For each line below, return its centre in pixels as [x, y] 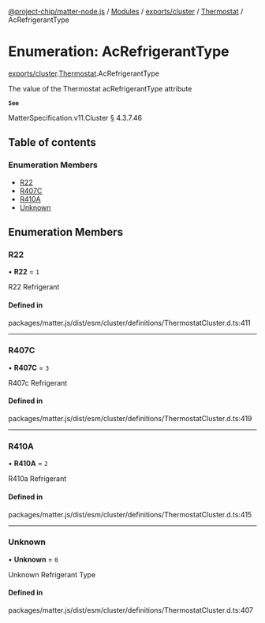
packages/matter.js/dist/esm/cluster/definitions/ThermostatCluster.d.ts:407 [131, 610]
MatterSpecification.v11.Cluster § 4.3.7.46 [75, 118]
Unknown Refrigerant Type [52, 574]
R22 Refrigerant [34, 287]
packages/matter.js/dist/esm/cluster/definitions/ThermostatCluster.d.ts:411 [129, 323]
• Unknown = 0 [33, 559]
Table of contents [52, 142]
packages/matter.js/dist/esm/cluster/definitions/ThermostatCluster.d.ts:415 [130, 514]
